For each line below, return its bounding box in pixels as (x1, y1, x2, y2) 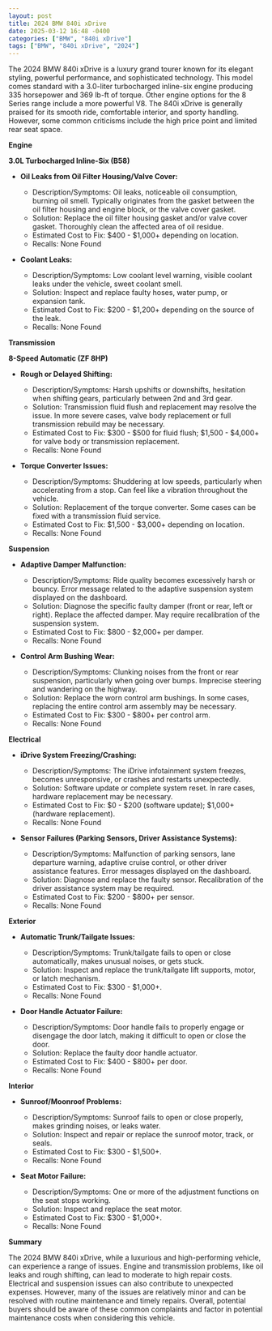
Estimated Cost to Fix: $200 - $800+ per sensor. (32, 892, 195, 902)
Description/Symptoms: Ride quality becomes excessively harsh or (32, 576, 256, 585)
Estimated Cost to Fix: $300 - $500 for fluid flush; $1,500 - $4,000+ (32, 428, 260, 438)
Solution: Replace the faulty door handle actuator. (32, 1048, 198, 1058)
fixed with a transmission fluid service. (32, 511, 161, 521)
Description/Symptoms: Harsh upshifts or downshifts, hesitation (32, 385, 245, 395)
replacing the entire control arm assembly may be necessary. (32, 702, 237, 712)
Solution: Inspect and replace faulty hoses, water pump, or (32, 288, 228, 297)
